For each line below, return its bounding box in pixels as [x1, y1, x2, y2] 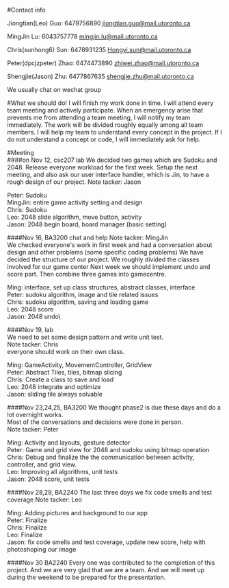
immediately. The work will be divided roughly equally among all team [7, 121, 204, 129]
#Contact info [7, 6, 46, 14]
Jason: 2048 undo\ [7, 312, 61, 320]
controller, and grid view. [7, 460, 77, 469]
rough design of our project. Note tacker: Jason [7, 178, 142, 186]
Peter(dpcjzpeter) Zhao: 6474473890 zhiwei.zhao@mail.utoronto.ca [7, 59, 200, 67]
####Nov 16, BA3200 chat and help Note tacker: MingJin [7, 233, 169, 242]
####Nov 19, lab [7, 326, 53, 333]
